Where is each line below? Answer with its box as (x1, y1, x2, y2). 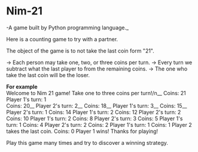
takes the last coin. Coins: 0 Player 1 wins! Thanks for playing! (6, 127, 159, 135)
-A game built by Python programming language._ (6, 24, 129, 31)
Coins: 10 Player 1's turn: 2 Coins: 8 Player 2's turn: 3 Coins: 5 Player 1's (6, 115, 183, 122)
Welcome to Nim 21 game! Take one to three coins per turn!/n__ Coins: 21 (6, 89, 187, 96)
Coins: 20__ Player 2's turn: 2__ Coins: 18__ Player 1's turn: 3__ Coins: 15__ (6, 102, 187, 109)
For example (6, 83, 38, 90)
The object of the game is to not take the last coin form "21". (6, 47, 154, 54)
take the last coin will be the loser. (6, 71, 90, 78)
